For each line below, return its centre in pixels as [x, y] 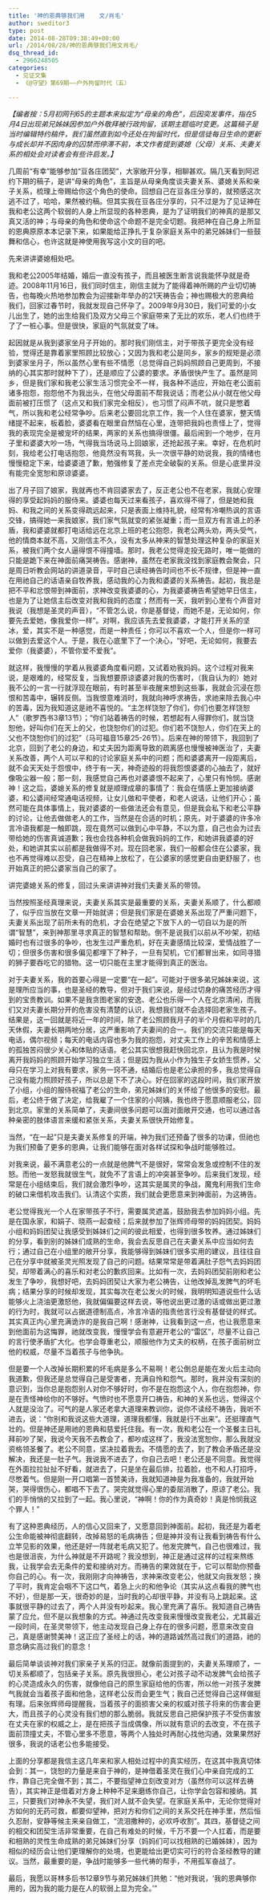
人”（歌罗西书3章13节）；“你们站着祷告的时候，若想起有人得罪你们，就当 [128, 717]
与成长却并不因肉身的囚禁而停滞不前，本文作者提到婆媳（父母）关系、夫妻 [131, 144]
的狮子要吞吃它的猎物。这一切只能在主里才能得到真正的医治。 [110, 962]
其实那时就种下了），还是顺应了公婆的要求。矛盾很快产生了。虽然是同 [143, 372]
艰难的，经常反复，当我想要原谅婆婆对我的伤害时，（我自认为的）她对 [143, 677]
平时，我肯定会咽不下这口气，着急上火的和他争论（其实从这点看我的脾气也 [138, 1586]
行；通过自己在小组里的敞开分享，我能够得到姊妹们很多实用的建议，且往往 [131, 1251]
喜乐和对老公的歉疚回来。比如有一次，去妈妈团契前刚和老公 [162, 1271]
